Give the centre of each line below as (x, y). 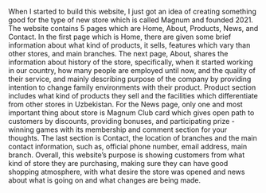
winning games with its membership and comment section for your (118, 129)
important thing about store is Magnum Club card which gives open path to (131, 113)
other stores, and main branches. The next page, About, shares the (118, 54)
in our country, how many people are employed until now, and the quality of (132, 70)
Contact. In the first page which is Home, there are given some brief (120, 37)
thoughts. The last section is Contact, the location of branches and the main (133, 138)
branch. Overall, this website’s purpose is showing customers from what (127, 155)
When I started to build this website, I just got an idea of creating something (133, 12)
